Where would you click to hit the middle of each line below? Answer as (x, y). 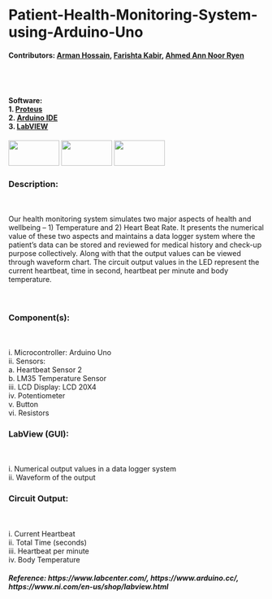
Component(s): (39, 317)
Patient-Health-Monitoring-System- (133, 15)
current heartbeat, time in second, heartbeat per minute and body (119, 271)
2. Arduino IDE (33, 117)
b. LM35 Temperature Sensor (58, 379)
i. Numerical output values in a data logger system (93, 469)
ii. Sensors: (27, 361)
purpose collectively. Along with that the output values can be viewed (125, 253)
